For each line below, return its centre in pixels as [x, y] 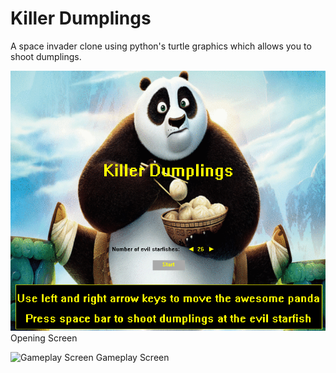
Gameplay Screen [132, 358]
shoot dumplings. [46, 56]
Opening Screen [44, 338]
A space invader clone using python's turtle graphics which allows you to [161, 46]
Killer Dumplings [81, 18]
